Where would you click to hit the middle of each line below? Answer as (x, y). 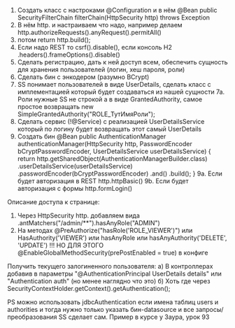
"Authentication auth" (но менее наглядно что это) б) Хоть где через (109, 281)
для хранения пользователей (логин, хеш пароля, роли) (101, 70)
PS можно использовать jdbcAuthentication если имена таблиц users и (113, 302)
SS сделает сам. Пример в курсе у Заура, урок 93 (134, 317)
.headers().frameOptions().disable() (69, 55)
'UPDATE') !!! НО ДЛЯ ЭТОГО (60, 245)
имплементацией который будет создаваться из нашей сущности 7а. (121, 92)
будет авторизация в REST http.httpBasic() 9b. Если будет (103, 181)
